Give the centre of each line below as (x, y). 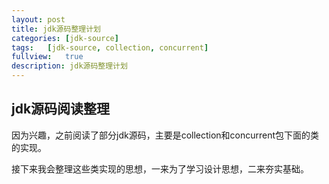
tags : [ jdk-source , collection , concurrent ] (110, 47)
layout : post (38, 19)
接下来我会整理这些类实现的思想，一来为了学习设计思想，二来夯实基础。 (160, 168)
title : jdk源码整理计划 (56, 29)
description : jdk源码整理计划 (69, 66)
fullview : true (47, 57)
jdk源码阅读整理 (61, 109)
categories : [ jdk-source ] (65, 38)
